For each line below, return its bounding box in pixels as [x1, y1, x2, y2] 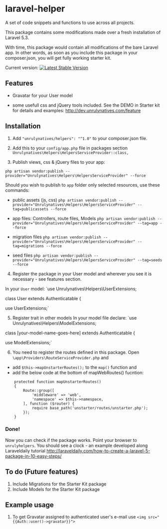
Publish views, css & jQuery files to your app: [12, 159, 106, 165]
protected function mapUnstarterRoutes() [14, 379, 101, 384]
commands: [5, 187, 30, 193]
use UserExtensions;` [5, 305, 49, 311]
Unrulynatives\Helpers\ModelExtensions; [12, 320, 97, 326]
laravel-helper [5, 3, 65, 15]
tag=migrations [12, 243, 44, 248]
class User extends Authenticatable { [5, 295, 81, 301]
